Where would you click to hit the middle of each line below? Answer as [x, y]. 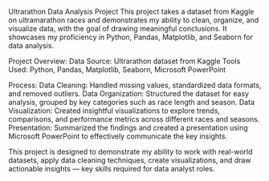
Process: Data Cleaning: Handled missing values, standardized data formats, [135, 85]
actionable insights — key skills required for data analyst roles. [112, 169]
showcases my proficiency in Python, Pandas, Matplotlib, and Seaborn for [130, 37]
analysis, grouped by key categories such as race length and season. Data [132, 102]
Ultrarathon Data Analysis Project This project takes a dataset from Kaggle [131, 12]
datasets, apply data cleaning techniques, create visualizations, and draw [130, 160]
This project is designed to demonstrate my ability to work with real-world [130, 152]
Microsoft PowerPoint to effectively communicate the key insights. [118, 136]
